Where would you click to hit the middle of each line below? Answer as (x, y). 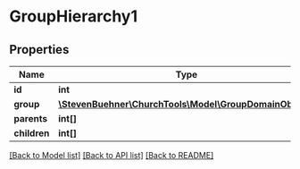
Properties (39, 50)
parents (30, 118)
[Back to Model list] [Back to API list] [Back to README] (112, 155)
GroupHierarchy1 (74, 17)
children (32, 133)
